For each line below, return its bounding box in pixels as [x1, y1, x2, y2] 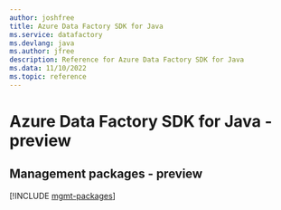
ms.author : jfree [9, 47, 75, 56]
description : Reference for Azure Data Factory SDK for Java [9, 55, 245, 64]
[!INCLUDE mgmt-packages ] [9, 190, 116, 201]
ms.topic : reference [9, 72, 88, 81]
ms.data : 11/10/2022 [9, 64, 88, 73]
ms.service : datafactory [9, 30, 103, 39]
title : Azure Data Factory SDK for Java [9, 22, 164, 31]
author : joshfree [9, 13, 75, 23]
